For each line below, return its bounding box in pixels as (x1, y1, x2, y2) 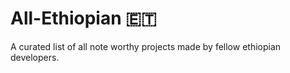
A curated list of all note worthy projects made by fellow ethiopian (10, 40, 282, 52)
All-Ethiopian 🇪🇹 (10, 7, 157, 30)
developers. (10, 51, 60, 63)
